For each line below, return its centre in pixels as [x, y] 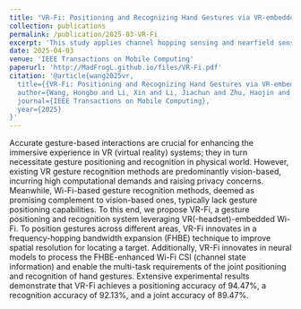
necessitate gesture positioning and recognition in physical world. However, [149, 162]
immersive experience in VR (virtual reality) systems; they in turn [129, 152]
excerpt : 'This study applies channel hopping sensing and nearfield [142, 43]
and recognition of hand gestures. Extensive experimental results [129, 276]
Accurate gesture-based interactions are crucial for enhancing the [131, 143]
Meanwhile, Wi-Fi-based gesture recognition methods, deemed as [132, 191]
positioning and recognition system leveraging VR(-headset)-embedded [142, 219]
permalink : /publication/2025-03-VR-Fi [84, 34]
